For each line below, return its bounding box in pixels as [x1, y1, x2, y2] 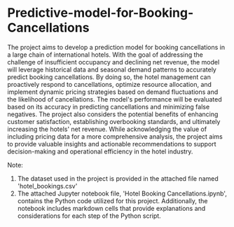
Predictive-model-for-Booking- [7, 5, 194, 21]
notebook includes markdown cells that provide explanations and [17, 204, 206, 212]
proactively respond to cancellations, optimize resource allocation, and [7, 80, 212, 88]
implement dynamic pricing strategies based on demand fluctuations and [7, 88, 219, 96]
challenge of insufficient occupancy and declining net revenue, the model [7, 57, 220, 66]
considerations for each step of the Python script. [17, 212, 161, 220]
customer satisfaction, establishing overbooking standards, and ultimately [7, 117, 221, 125]
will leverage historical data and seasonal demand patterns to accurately [7, 65, 217, 74]
